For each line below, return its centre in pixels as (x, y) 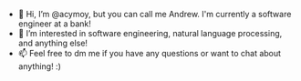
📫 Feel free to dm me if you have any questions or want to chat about (149, 53)
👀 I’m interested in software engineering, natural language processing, (150, 33)
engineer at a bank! (54, 24)
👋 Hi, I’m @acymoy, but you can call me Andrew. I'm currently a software (155, 14)
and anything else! (53, 43)
